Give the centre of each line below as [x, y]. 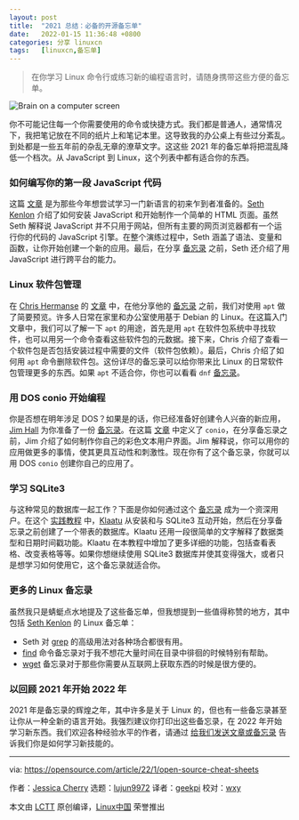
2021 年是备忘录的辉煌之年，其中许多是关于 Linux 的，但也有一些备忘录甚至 [148, 710]
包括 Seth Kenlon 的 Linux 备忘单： [73, 623]
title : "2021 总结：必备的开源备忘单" [76, 26]
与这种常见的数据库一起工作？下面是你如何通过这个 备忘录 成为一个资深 [140, 510]
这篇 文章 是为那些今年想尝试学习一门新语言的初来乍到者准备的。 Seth [137, 204]
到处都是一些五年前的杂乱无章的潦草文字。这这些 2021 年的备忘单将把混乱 [145, 147]
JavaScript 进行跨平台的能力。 [65, 260]
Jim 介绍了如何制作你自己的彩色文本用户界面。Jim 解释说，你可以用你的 [157, 441]
